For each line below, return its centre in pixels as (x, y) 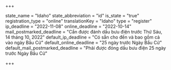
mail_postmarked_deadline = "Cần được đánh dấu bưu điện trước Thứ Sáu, (84, 32)
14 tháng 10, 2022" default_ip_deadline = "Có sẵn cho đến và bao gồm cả (82, 37)
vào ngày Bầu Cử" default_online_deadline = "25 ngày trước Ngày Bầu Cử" (84, 43)
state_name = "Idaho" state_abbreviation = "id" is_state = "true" (72, 15)
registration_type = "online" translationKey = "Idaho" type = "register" (79, 21)
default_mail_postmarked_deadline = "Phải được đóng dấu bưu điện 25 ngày (86, 48)
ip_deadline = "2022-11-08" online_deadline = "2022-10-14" (68, 26)
